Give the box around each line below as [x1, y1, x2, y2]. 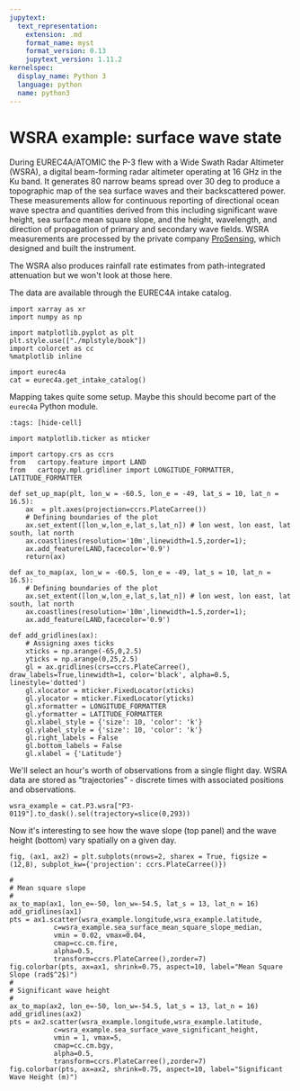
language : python [17, 80, 83, 89]
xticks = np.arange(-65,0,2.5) [25, 647, 143, 656]
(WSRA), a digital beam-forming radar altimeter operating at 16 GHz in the [9, 167, 283, 177]
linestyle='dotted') [9, 679, 87, 688]
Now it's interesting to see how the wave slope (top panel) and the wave [9, 825, 277, 836]
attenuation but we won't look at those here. [9, 270, 172, 281]
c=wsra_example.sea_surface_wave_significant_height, [53, 1025, 259, 1035]
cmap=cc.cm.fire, [53, 939, 119, 948]
